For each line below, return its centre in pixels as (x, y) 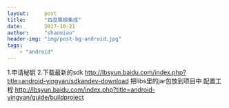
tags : (15, 45)
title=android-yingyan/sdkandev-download (68, 80)
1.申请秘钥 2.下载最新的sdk (45, 72)
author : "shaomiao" (41, 33)
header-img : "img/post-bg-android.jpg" (64, 39)
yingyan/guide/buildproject (46, 97)
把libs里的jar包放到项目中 (166, 80)
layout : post (32, 13)
